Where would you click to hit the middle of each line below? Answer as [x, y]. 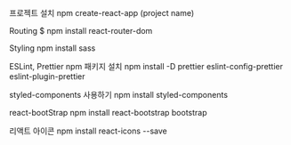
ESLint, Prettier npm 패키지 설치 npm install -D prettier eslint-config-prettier [146, 66]
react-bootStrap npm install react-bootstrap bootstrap [108, 113]
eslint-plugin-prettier [48, 77]
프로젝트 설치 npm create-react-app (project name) [102, 13]
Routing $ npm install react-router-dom [81, 31]
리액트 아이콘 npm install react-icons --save [88, 131]
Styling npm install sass [53, 48]
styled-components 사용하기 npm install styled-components [119, 95]
